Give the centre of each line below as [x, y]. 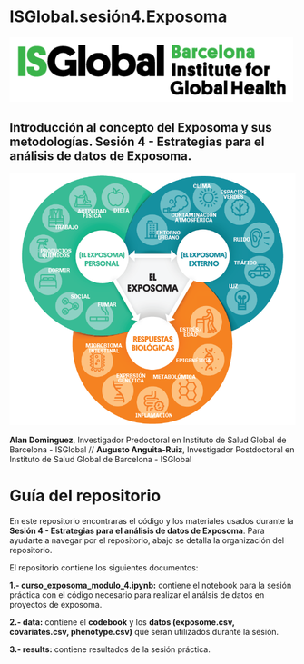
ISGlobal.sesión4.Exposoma [118, 17]
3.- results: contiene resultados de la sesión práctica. [110, 649]
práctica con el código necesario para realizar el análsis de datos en [137, 595]
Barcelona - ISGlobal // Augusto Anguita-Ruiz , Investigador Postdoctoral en [152, 450]
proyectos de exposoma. [56, 605]
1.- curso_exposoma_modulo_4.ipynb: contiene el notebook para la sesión [151, 585]
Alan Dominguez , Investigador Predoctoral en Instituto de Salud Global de [148, 440]
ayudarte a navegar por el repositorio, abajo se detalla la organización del [147, 540]
